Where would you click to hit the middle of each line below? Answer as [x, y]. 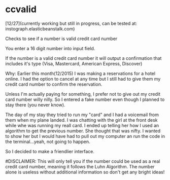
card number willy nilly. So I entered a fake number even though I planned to [85, 99]
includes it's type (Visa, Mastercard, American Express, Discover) [74, 63]
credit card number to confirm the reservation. [54, 84]
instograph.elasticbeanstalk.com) [40, 28]
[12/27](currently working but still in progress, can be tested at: [71, 23]
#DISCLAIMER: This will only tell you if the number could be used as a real [83, 161]
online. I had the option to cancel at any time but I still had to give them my [83, 79]
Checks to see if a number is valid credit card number [61, 39]
